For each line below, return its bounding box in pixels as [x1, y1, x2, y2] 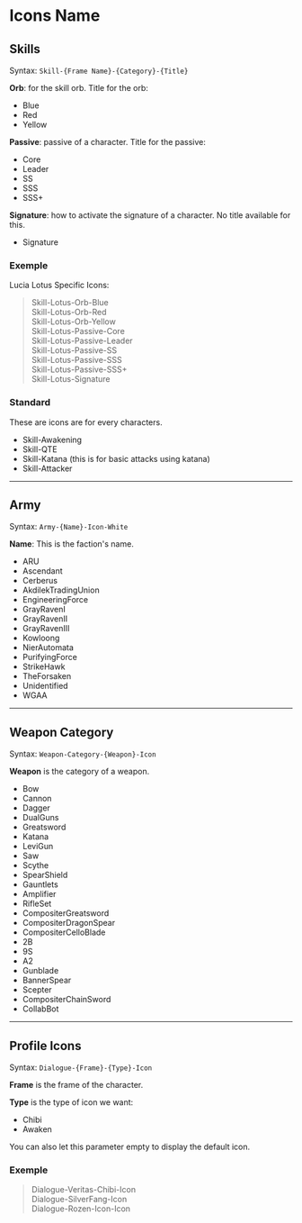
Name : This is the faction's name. [9, 539, 135, 549]
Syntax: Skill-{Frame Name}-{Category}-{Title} [9, 65, 189, 76]
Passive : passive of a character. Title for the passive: [9, 137, 207, 147]
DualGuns [22, 812, 59, 823]
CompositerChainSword [22, 994, 111, 1005]
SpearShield [22, 870, 68, 881]
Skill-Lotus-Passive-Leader [31, 335, 133, 347]
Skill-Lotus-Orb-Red [31, 307, 107, 318]
